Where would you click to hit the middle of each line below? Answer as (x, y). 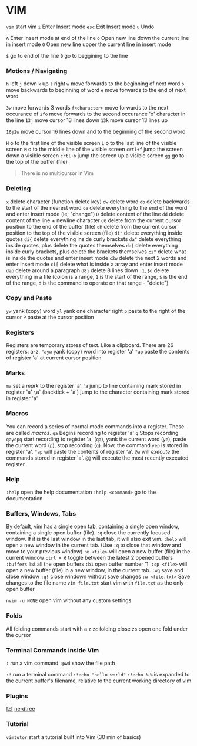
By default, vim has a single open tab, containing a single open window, (93, 527)
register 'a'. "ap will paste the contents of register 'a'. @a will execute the (93, 451)
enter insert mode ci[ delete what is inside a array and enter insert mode (95, 264)
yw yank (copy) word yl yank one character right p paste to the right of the (96, 311)
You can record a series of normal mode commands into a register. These (95, 426)
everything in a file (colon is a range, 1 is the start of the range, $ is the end (97, 276)
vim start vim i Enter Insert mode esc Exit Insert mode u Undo (80, 27)
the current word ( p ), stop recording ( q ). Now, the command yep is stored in (97, 445)
